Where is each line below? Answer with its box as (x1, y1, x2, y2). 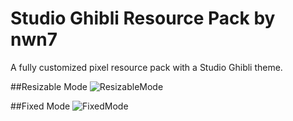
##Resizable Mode (10, 80, 88, 92)
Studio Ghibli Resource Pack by (10, 7, 276, 30)
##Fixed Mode (10, 100, 71, 112)
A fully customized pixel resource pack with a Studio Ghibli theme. (10, 61, 283, 73)
